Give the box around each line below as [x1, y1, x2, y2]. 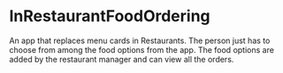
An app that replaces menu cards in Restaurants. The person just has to [9, 35, 271, 46]
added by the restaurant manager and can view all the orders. [9, 54, 234, 64]
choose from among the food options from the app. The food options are [9, 44, 274, 55]
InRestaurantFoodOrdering [9, 6, 210, 26]
